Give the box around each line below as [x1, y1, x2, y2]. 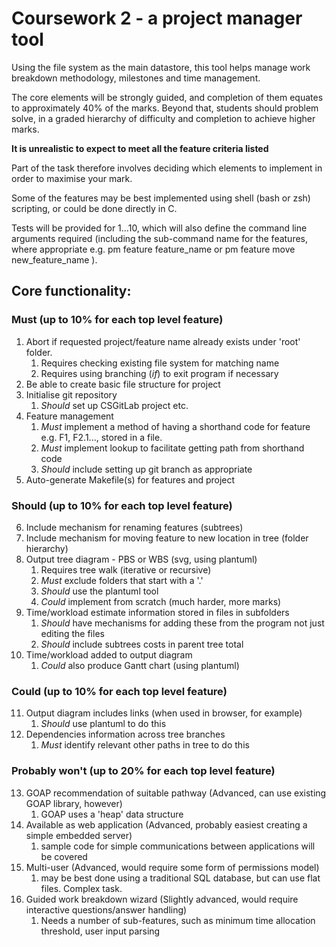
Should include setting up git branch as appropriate [40, 463, 253, 475]
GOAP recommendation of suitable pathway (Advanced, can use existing [25, 787, 327, 799]
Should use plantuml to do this [40, 718, 167, 730]
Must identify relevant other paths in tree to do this [40, 739, 250, 751]
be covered [40, 850, 88, 862]
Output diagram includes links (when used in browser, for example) [25, 707, 303, 719]
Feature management [25, 410, 114, 422]
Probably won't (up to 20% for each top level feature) [11, 764, 276, 778]
